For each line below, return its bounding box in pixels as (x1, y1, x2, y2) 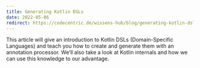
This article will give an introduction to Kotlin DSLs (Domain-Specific (6, 36, 174, 44)
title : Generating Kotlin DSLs (6, 8, 84, 15)
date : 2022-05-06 (6, 14, 49, 20)
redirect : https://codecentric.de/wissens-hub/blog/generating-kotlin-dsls (6, 20, 198, 26)
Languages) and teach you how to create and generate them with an (6, 42, 174, 50)
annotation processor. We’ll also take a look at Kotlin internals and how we (6, 49, 188, 56)
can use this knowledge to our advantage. (6, 55, 110, 63)
